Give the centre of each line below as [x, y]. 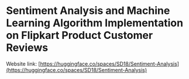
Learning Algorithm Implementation [94, 23]
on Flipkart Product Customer [80, 35]
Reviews [27, 48]
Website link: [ [23, 64]
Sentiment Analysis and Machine [88, 11]
